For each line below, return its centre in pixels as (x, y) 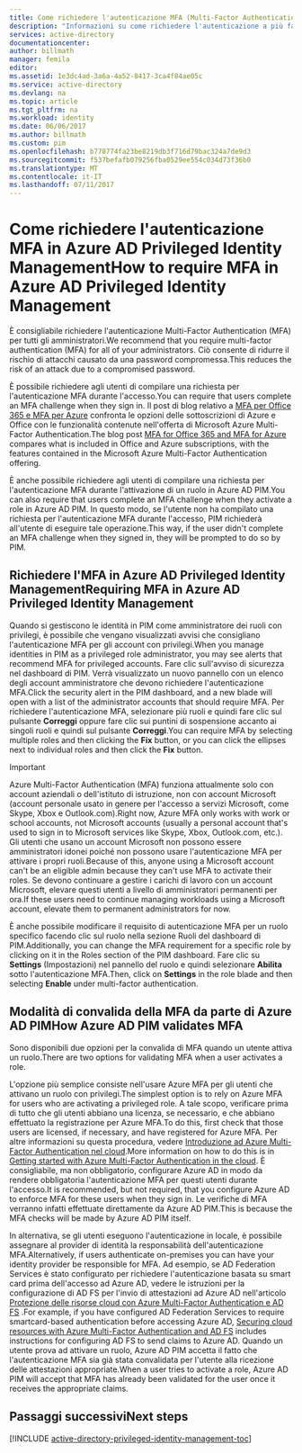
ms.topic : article (44, 101)
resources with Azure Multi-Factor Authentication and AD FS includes (138, 1331)
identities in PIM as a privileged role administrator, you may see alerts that (146, 654)
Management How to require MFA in (144, 268)
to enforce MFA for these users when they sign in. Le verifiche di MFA (138, 1198)
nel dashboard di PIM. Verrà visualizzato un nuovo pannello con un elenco (147, 673)
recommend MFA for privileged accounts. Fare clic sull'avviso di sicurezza (147, 663)
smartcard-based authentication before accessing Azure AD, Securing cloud (151, 1321)
